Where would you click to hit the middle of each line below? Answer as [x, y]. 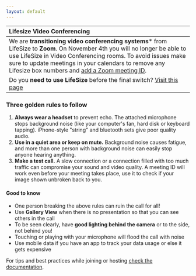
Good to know [23, 193]
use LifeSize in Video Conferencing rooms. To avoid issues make [97, 56]
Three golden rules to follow [47, 105]
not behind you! [33, 231]
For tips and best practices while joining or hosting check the [79, 261]
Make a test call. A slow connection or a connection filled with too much [101, 161]
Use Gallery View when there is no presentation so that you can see [97, 212]
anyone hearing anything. [45, 154]
